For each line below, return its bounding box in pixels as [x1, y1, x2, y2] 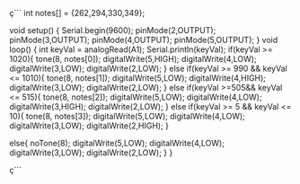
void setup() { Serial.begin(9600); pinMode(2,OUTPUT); [9, 25, 216, 35]
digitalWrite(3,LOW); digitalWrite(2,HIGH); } [9, 120, 169, 131]
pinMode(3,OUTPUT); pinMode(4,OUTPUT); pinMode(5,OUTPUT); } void [9, 35, 278, 45]
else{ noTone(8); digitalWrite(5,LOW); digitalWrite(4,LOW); [9, 138, 225, 148]
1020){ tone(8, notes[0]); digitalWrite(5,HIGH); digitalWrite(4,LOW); [9, 54, 258, 64]
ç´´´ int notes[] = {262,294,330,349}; [9, 8, 146, 18]
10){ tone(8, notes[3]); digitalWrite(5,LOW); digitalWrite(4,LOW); [9, 111, 245, 121]
